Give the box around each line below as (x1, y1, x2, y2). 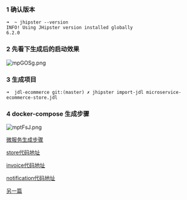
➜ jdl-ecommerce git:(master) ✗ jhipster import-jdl (6, 89, 144, 95)
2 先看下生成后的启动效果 (6, 45, 80, 54)
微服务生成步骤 (6, 136, 43, 143)
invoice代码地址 (6, 161, 45, 169)
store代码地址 (6, 149, 40, 156)
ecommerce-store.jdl (6, 95, 58, 101)
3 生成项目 (6, 75, 37, 84)
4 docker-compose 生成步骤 (6, 110, 90, 118)
